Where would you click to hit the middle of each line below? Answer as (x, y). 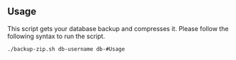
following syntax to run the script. (56, 36)
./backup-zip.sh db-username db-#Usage (66, 49)
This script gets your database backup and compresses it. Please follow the (118, 28)
